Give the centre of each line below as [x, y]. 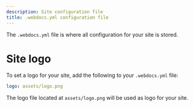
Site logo [29, 59]
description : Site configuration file [55, 12]
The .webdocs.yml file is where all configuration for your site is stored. [92, 34]
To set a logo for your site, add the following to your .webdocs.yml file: [92, 75]
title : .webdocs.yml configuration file [58, 17]
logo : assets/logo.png [35, 87]
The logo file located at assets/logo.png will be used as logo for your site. [97, 98]
